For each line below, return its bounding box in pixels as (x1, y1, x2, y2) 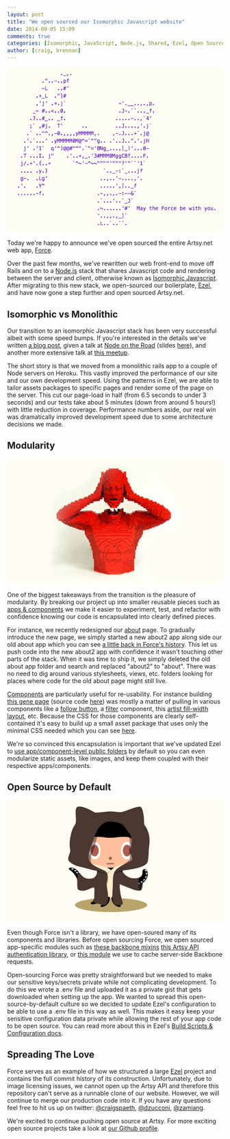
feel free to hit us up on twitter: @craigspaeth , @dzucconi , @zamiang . (7, 1103, 205, 1112)
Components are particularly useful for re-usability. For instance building (7, 690, 212, 698)
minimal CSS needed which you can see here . (7, 726, 137, 734)
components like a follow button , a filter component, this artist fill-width (7, 704, 209, 712)
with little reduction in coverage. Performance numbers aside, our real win (7, 405, 216, 413)
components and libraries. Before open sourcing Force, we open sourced (7, 935, 214, 944)
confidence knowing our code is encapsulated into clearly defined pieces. (7, 612, 216, 621)
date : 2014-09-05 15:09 (7, 25, 75, 32)
